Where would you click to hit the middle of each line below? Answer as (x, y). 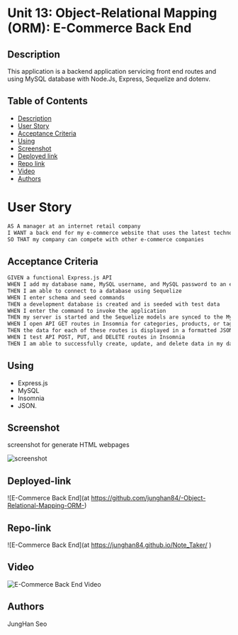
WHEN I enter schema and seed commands (66, 297)
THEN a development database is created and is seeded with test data (114, 304)
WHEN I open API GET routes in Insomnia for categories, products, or (114, 324)
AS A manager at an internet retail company (74, 226)
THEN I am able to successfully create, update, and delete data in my (115, 343)
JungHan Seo (27, 624)
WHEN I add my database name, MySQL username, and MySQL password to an (117, 285)
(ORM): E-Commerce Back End (100, 28)
